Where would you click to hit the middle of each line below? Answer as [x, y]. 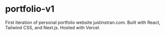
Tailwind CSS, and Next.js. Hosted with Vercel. [53, 27]
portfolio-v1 [30, 9]
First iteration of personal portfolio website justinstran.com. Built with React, [83, 22]
